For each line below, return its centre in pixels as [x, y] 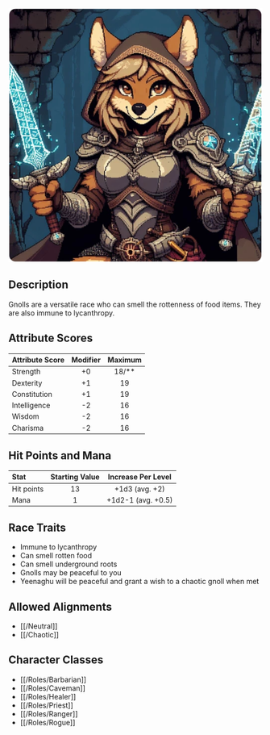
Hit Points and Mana [60, 455]
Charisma [28, 428]
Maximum [125, 360]
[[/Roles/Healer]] [48, 696]
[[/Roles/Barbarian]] [53, 679]
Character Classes [56, 660]
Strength [26, 372]
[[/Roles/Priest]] [47, 705]
